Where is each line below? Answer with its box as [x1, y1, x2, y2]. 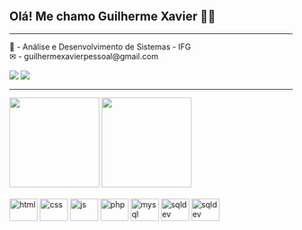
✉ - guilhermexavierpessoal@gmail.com [9, 50, 159, 61]
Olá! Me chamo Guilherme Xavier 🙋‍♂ [9, 9, 216, 24]
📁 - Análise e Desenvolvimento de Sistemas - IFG [9, 41, 191, 52]
